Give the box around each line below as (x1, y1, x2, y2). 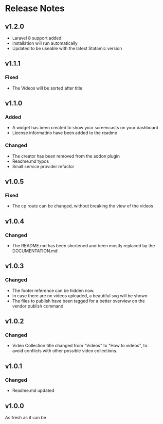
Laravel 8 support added (12, 35, 62, 41)
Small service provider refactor (12, 163, 74, 169)
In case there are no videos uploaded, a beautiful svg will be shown (12, 292, 147, 299)
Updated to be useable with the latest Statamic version (12, 46, 123, 51)
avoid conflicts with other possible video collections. (12, 348, 118, 354)
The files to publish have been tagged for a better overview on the (12, 298, 145, 304)
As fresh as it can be (5, 414, 47, 420)
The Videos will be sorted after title (12, 85, 83, 91)
